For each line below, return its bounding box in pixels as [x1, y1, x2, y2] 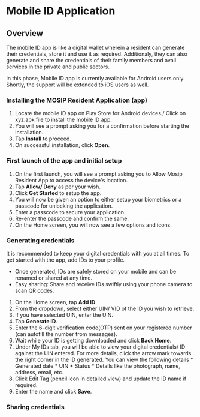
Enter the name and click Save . [14, 388, 92, 395]
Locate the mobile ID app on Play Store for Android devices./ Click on [14, 110, 186, 117]
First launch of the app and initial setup [6, 157, 122, 165]
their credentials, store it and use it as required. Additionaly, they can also [6, 50, 187, 58]
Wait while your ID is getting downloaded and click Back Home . [14, 337, 172, 344]
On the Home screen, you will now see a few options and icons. [14, 221, 172, 229]
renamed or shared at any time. [14, 274, 93, 281]
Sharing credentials [6, 403, 65, 411]
